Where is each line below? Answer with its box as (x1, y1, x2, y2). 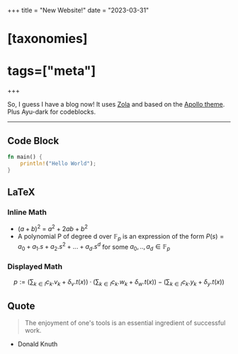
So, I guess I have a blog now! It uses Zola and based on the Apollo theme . (7, 100, 225, 109)
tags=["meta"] (7, 63, 96, 79)
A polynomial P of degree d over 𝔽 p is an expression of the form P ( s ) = (17, 232, 225, 242)
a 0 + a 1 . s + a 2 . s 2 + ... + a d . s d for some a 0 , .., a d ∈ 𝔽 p (17, 241, 171, 253)
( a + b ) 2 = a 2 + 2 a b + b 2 (17, 223, 89, 232)
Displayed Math (7, 261, 62, 271)
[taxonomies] (7, 31, 88, 47)
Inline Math (7, 207, 47, 217)
